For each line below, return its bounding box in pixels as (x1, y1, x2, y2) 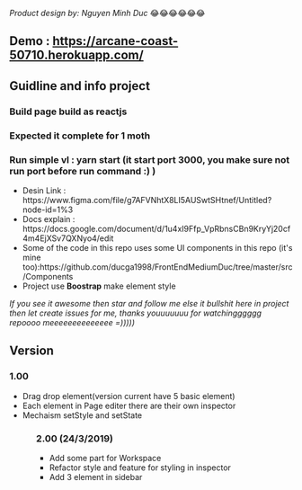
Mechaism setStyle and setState (22, 409, 142, 421)
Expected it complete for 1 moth (9, 129, 151, 142)
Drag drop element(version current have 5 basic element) (22, 390, 235, 401)
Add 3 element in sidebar (49, 471, 143, 482)
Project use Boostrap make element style (22, 281, 177, 291)
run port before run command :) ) (9, 165, 156, 177)
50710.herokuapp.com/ (9, 48, 144, 63)
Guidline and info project (9, 78, 151, 94)
